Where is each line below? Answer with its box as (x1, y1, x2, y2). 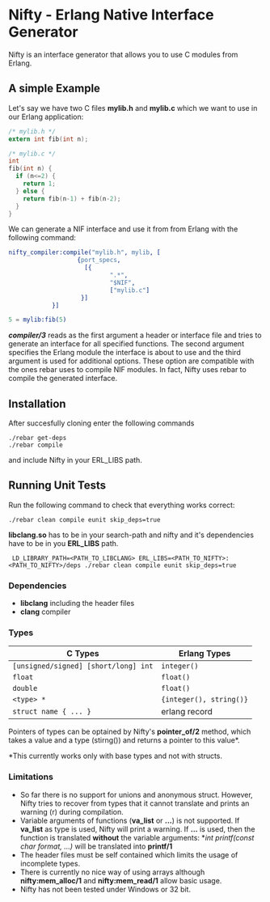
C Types (66, 648, 99, 659)
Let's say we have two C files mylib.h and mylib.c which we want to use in (8, 103, 258, 112)
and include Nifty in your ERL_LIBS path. (8, 455, 143, 465)
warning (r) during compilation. (19, 807, 124, 816)
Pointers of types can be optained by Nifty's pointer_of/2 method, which (8, 726, 251, 737)
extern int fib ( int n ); (8, 135, 89, 143)
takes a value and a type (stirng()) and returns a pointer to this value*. (8, 735, 240, 745)
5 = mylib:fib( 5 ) (8, 315, 67, 324)
